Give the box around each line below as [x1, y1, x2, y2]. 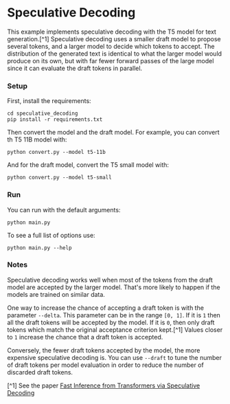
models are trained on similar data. [7, 290, 105, 298]
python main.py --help [7, 244, 72, 251]
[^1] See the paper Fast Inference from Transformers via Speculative [7, 381, 200, 390]
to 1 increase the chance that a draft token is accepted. [7, 333, 163, 341]
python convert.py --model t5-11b [7, 149, 106, 156]
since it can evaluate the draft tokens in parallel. [7, 64, 143, 72]
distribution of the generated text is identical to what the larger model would [7, 49, 222, 58]
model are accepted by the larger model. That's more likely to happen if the [7, 283, 221, 291]
